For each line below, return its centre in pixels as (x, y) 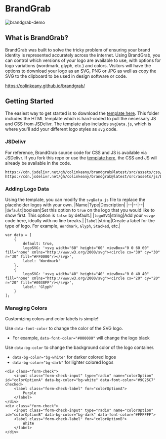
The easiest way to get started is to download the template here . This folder (82, 113)
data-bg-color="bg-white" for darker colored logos (64, 357)
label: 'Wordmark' (42, 261)
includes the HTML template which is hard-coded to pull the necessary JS (81, 118)
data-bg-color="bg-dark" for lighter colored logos (63, 362)
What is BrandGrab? (37, 38)
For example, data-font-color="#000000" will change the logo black (81, 338)
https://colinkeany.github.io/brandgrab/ (45, 86)
